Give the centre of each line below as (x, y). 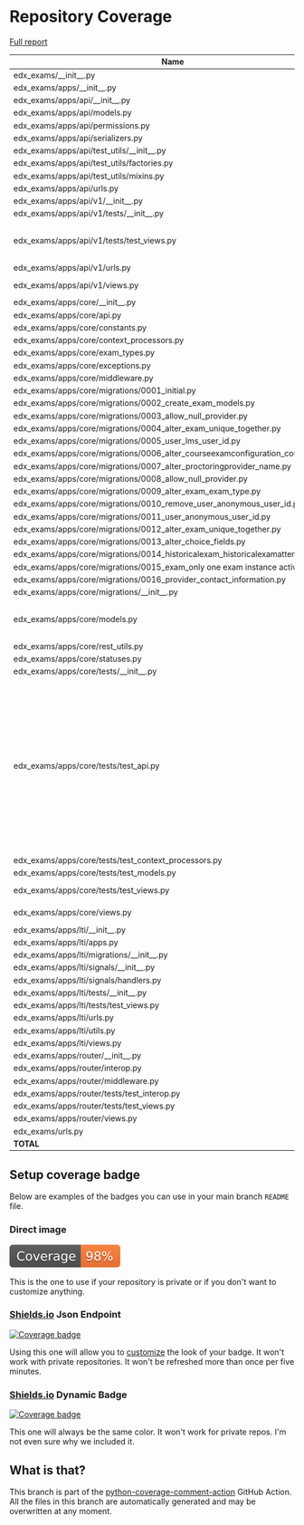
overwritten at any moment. (61, 1511)
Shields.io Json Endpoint (66, 1315)
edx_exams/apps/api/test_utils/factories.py (93, 163)
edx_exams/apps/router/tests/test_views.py (94, 1106)
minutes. (26, 1371)
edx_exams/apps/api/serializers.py (78, 138)
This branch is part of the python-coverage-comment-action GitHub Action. (151, 1491)
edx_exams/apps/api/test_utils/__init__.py (90, 150)
